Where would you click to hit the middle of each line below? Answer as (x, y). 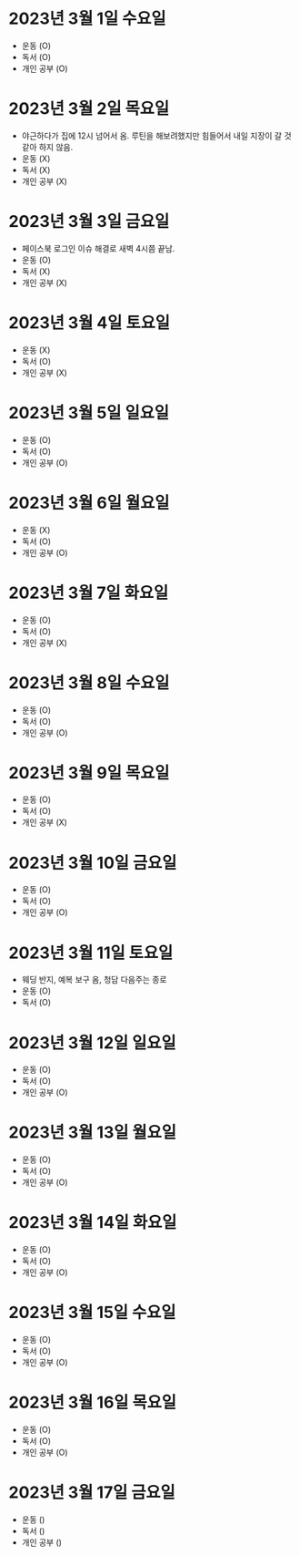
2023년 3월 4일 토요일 (89, 323)
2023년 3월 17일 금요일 (92, 1493)
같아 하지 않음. (47, 147)
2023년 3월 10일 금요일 (93, 863)
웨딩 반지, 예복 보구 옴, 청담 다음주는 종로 (94, 980)
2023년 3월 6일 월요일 (89, 503)
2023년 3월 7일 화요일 (89, 593)
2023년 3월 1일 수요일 (87, 19)
